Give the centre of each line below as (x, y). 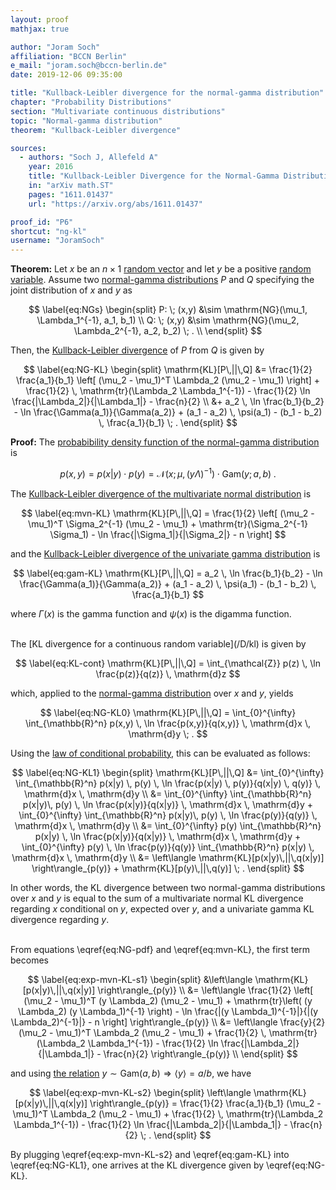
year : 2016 (51, 167)
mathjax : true (40, 29)
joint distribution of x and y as (71, 290)
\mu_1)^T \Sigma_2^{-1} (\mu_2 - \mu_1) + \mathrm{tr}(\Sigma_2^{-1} (168, 523)
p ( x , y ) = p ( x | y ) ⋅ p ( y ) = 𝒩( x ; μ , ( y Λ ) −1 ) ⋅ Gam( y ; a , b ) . (168, 473)
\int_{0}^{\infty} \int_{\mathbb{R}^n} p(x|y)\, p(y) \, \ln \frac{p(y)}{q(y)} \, (168, 815)
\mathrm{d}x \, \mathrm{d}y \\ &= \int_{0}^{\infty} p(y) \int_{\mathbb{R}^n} (168, 825)
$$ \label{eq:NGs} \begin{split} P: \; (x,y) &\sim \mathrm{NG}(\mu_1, (168, 310)
